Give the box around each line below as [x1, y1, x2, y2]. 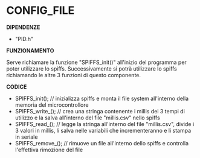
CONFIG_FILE [6, 4, 75, 17]
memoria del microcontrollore [15, 101, 89, 109]
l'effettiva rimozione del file [15, 146, 83, 153]
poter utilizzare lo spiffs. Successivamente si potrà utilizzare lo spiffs [6, 65, 177, 72]
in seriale [15, 133, 38, 141]
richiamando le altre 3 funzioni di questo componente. [6, 71, 141, 78]
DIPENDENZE [6, 24, 40, 31]
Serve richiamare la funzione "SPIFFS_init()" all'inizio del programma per [6, 58, 187, 66]
